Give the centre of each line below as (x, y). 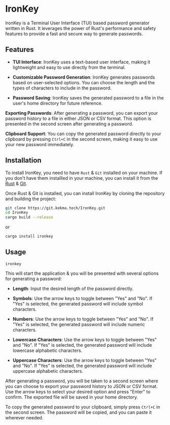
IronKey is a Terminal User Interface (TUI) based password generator (77, 23)
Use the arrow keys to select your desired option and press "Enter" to (78, 391)
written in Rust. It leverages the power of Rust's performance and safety (81, 28)
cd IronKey (17, 213)
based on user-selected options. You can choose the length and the (83, 82)
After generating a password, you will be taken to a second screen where (82, 381)
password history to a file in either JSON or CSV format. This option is (78, 118)
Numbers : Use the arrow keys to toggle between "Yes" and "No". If (83, 319)
